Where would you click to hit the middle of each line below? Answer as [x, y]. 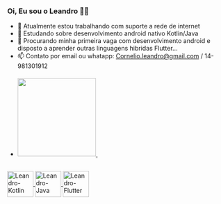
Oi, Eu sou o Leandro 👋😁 [48, 11]
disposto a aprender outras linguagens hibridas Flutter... [98, 49]
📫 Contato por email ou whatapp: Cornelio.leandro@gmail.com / [110, 56]
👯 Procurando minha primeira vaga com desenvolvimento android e [114, 41]
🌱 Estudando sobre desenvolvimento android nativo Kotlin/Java [108, 33]
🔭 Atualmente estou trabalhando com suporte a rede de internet [108, 26]
